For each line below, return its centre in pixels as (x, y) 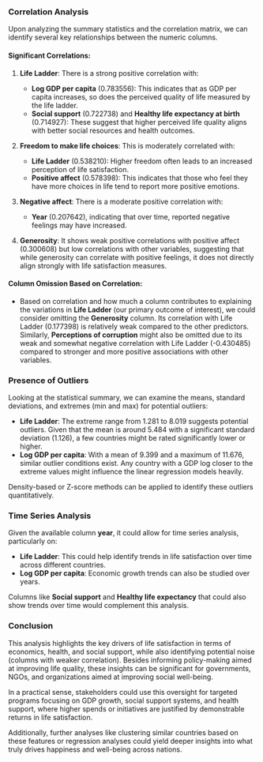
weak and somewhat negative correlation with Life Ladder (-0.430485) (135, 343)
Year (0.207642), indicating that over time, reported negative (131, 216)
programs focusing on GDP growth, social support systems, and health (124, 700)
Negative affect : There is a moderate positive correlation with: (121, 201)
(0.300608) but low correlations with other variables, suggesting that (132, 249)
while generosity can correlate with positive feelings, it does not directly (137, 257)
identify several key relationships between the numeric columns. (113, 37)
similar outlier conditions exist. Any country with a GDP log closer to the (136, 463)
